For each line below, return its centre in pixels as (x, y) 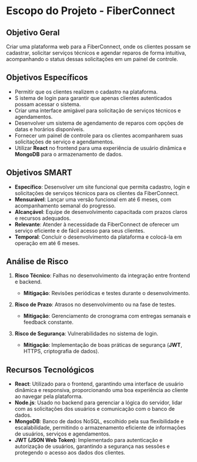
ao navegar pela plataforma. (49, 396)
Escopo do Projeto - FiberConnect (91, 11)
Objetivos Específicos (47, 78)
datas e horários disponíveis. (50, 129)
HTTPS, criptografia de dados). (61, 351)
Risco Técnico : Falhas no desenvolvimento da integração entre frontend (102, 276)
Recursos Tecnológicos (50, 369)
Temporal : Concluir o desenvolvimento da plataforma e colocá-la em (98, 237)
